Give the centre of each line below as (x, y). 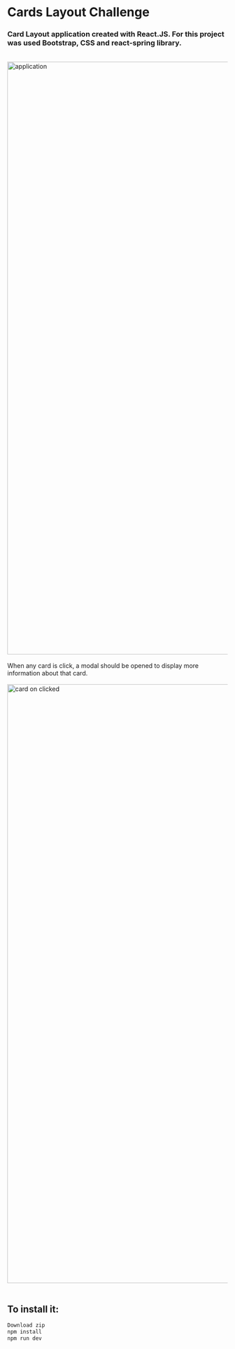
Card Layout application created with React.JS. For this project (116, 34)
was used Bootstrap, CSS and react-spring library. (94, 43)
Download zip (26, 1325)
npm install (24, 1332)
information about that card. (48, 673)
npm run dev (24, 1338)
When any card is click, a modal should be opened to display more (103, 666)
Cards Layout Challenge (79, 12)
